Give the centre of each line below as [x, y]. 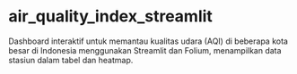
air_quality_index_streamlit [110, 16]
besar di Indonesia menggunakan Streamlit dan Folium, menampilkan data [145, 50]
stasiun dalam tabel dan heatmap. [71, 60]
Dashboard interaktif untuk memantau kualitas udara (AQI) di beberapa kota [148, 41]
